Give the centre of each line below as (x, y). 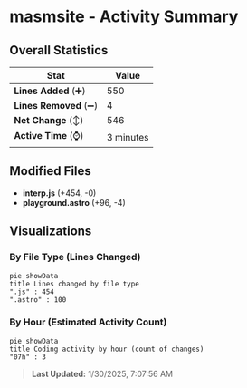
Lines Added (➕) (50, 91)
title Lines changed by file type (75, 284)
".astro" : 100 (38, 300)
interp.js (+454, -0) (59, 193)
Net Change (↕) (49, 120)
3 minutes (128, 137)
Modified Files (51, 171)
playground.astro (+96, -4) (74, 202)
